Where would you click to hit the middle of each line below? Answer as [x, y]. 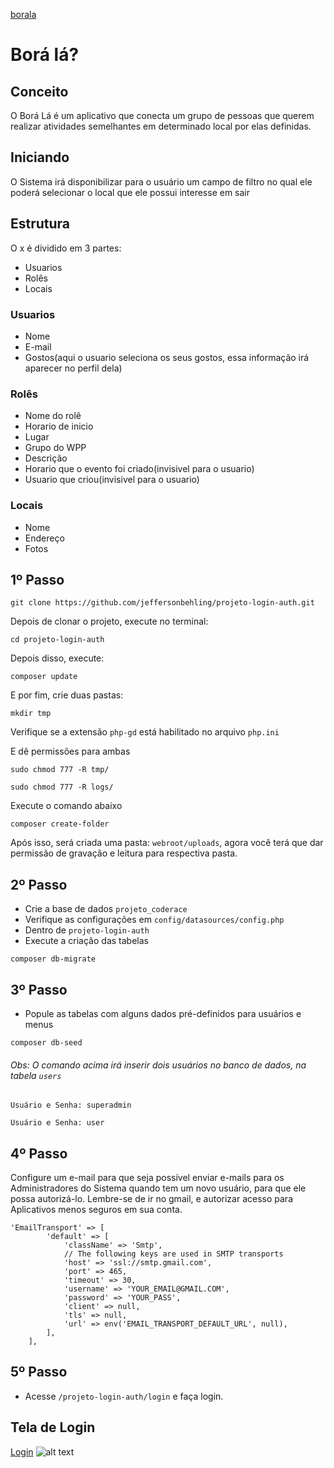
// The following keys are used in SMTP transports [173, 1254]
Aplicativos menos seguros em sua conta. [96, 1209]
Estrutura [40, 224]
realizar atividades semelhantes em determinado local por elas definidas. [161, 126]
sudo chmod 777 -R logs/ [62, 787]
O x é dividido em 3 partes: [66, 248]
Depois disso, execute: [57, 658]
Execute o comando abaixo [66, 806]
